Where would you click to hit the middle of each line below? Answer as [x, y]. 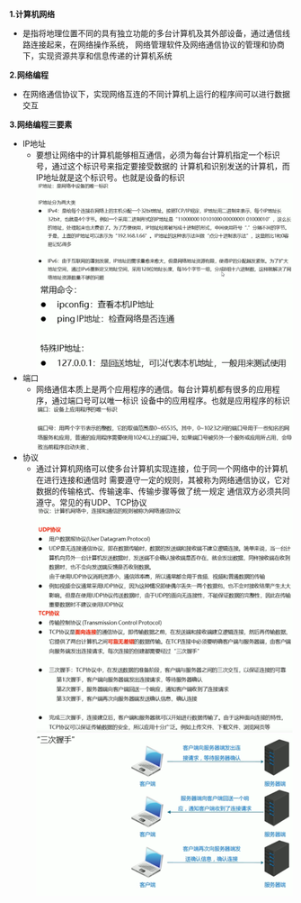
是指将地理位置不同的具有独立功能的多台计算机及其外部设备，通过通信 [152, 33]
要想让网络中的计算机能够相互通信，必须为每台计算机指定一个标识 [158, 155]
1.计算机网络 [32, 14]
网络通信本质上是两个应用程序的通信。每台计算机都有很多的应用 [154, 389]
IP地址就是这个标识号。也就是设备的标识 [111, 178]
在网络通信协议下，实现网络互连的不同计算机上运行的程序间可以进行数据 [156, 94]
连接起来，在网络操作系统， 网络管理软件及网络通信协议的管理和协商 [157, 45]
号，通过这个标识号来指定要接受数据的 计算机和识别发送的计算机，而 [163, 166]
